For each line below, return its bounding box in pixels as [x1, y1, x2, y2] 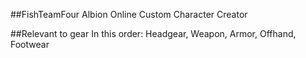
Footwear [10, 39, 50, 50]
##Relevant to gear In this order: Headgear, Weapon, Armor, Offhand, [10, 28, 297, 39]
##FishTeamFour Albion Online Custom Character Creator [10, 9, 248, 20]
